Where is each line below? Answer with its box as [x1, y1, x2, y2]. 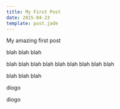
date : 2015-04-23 [6, 15, 50, 21]
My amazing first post [6, 37, 61, 44]
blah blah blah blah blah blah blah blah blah [6, 60, 115, 68]
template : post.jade [6, 20, 59, 26]
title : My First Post [6, 9, 61, 15]
